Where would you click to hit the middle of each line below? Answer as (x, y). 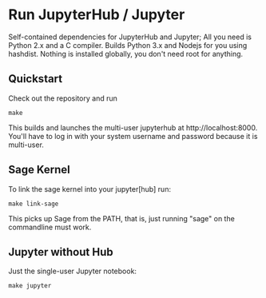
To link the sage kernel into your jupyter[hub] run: (90, 189)
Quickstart (36, 79)
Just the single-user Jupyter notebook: (73, 271)
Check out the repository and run (63, 98)
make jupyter (30, 286)
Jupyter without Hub (61, 252)
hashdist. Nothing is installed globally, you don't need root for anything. (126, 54)
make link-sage (34, 204)
